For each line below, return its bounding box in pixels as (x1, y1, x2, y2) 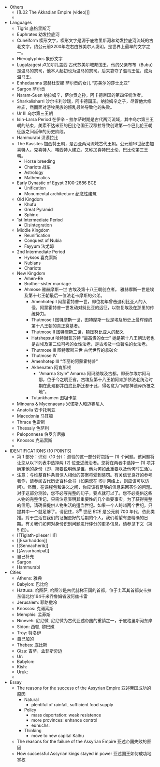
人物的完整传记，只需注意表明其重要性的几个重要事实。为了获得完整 (16, 496, 153, 502)
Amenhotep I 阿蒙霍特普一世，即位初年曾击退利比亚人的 (31, 299, 143, 304)
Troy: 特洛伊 (16, 630, 41, 635)
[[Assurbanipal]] (16, 547, 50, 553)
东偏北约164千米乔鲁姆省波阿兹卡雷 (16, 593, 88, 599)
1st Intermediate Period (16, 217, 63, 222)
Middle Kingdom (16, 227, 50, 233)
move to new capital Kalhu (31, 733, 84, 738)
